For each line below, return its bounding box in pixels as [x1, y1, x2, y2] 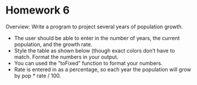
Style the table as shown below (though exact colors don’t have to [14, 47, 175, 54]
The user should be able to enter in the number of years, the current [14, 34, 180, 41]
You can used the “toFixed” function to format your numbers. [14, 60, 163, 67]
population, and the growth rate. [14, 41, 93, 48]
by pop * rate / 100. [14, 72, 61, 79]
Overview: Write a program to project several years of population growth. [5, 23, 183, 30]
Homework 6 [5, 4, 70, 17]
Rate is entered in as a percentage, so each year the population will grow [14, 66, 192, 73]
